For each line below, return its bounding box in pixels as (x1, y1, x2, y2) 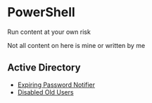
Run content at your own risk (7, 28, 91, 36)
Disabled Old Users (17, 87, 74, 96)
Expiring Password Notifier (17, 80, 96, 89)
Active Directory (7, 61, 81, 74)
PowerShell (7, 4, 75, 20)
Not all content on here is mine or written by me (7, 41, 146, 49)
